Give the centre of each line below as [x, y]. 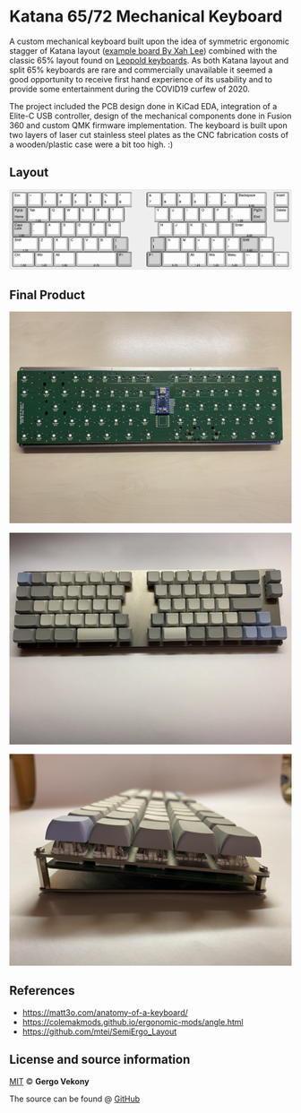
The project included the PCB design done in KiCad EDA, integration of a [143, 106]
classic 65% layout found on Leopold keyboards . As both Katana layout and [149, 60]
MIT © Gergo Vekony [49, 1081]
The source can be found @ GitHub [75, 1099]
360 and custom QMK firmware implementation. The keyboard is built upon [149, 125]
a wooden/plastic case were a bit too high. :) [91, 144]
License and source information [100, 1060]
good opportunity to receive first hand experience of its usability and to [141, 79]
